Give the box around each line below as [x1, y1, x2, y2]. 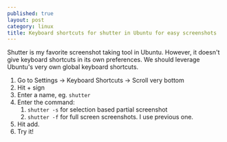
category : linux [7, 23, 54, 30]
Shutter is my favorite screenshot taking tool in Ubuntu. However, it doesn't [7, 48, 220, 57]
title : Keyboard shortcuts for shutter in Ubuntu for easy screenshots [7, 29, 217, 37]
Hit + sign [17, 83, 45, 92]
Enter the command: [17, 98, 75, 107]
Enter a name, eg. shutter [17, 91, 91, 99]
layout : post [7, 17, 45, 23]
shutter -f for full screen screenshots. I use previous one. [27, 113, 194, 121]
